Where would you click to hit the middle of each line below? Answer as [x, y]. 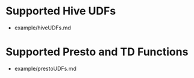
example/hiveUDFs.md [43, 28]
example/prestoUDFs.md [45, 68]
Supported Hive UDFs [61, 11]
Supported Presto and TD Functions [97, 52]
